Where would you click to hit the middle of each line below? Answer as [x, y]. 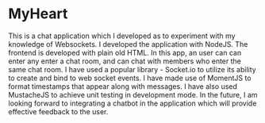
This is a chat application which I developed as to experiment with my [122, 36]
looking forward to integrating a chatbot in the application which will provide [132, 103]
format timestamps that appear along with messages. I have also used [123, 86]
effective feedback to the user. [58, 111]
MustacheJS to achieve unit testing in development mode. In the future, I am [133, 94]
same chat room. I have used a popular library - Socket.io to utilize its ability [132, 69]
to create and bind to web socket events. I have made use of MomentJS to [130, 78]
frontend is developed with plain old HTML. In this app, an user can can [125, 52]
